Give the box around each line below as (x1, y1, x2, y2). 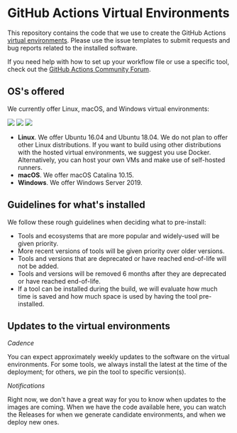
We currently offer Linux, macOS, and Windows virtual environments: (7, 105, 209, 113)
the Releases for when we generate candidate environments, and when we (7, 410, 226, 419)
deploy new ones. (7, 418, 60, 427)
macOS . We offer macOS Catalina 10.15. (17, 171, 135, 179)
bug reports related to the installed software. (7, 43, 138, 52)
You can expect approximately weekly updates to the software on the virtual (7, 353, 230, 361)
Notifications (7, 382, 45, 390)
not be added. (17, 262, 59, 270)
